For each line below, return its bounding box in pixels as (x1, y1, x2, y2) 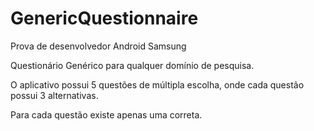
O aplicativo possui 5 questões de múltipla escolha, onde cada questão (10, 78, 305, 91)
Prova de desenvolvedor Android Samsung (10, 40, 187, 52)
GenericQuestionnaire (10, 7, 199, 30)
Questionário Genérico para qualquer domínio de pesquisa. (10, 59, 255, 71)
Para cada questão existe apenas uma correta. (10, 108, 203, 121)
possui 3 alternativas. (10, 89, 99, 101)
